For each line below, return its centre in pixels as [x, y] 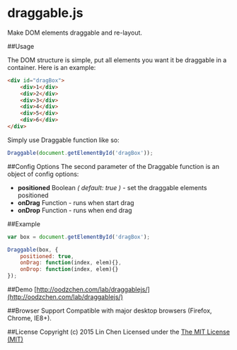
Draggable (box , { [33, 250]
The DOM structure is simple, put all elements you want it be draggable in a [117, 60]
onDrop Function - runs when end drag [75, 210]
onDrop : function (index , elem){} [69, 269]
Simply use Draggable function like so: [63, 140]
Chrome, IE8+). [29, 318]
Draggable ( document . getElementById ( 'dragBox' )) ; [80, 153]
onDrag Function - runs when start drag [76, 202]
